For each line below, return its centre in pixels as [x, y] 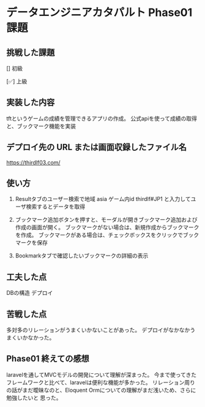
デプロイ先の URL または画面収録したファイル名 [96, 147]
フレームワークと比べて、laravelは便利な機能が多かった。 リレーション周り [101, 382]
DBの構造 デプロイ [30, 293]
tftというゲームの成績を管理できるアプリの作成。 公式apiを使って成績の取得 [102, 118]
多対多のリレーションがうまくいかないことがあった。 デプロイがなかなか [98, 330]
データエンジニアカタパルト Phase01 [99, 13]
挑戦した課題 [31, 52]
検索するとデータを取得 [56, 207]
